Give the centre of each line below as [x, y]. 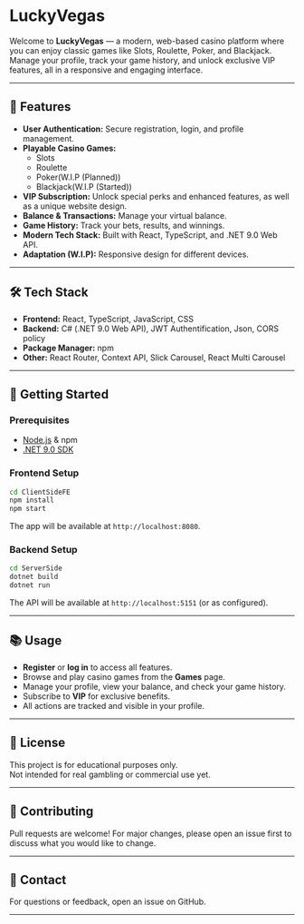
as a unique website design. [75, 206]
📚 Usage [36, 641]
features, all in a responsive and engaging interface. [106, 70]
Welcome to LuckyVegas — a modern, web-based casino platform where [147, 41]
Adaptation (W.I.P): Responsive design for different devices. [135, 254]
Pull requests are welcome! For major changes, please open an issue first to [151, 833]
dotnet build [34, 577]
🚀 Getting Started [59, 394]
